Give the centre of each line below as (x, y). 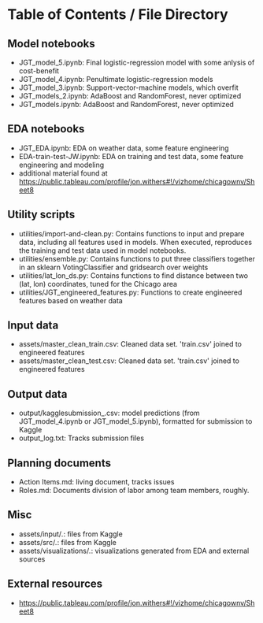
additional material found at (63, 173)
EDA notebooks (46, 129)
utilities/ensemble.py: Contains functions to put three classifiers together (137, 258)
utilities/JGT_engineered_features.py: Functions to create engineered (130, 292)
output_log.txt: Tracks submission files (81, 438)
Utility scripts (41, 215)
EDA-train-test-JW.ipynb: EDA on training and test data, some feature (131, 156)
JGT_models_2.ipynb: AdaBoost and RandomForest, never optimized (130, 96)
